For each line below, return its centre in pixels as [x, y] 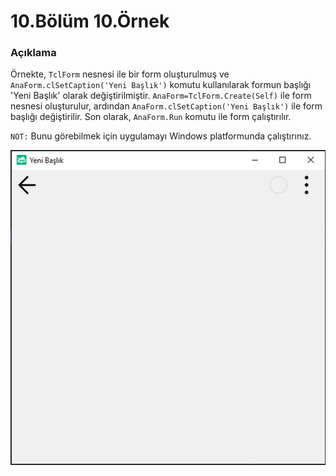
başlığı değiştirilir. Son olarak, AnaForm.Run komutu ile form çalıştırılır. [151, 117]
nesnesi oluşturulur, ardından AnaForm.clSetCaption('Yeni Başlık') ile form [166, 106]
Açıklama [33, 53]
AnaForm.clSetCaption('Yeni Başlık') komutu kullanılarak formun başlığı [160, 85]
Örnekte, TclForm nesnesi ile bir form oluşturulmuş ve [120, 74]
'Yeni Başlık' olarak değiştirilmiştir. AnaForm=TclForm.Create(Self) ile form [161, 96]
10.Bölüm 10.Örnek [90, 21]
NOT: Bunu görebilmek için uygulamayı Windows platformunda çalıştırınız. [161, 136]
